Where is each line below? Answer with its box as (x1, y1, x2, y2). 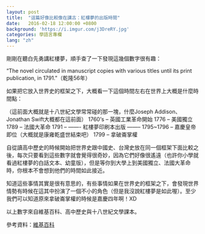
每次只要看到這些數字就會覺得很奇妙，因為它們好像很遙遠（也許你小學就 (16, 152, 199, 159)
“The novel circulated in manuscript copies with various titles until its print (6, 67, 192, 74)
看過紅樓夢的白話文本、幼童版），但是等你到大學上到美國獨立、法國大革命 (6, 159, 191, 166)
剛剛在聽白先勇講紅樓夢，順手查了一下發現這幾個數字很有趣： (6, 55, 162, 62)
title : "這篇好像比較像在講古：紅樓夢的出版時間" (6, 15, 120, 21)
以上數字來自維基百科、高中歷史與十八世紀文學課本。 (6, 208, 140, 215)
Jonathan (6, 115, 31, 123)
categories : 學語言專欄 (6, 32, 62, 38)
